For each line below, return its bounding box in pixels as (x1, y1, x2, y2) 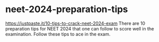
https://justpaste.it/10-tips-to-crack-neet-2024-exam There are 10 (5, 20, 145, 26)
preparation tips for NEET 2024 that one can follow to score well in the (5, 25, 154, 31)
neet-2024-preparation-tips (5, 4, 128, 15)
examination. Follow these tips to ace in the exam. (5, 31, 111, 37)
